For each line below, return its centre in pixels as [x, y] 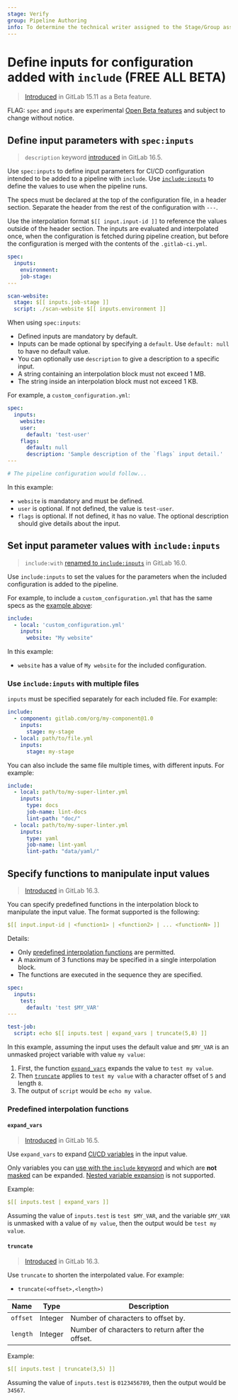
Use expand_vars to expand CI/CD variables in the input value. [97, 1154]
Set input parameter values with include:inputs [114, 546]
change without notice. [41, 118]
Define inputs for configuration [100, 62]
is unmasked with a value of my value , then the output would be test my [112, 1224]
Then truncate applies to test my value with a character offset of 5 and [122, 1076]
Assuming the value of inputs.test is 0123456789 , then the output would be [117, 1383]
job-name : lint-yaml [56, 845]
